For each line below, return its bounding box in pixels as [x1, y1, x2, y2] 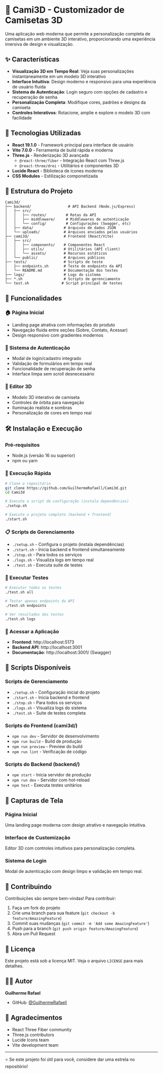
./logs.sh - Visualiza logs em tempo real [12, 557, 94, 563]
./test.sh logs [5, 616, 36, 622]
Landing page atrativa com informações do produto [12, 322, 115, 328]
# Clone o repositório [5, 481, 51, 486]
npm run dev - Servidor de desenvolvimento [12, 733, 99, 739]
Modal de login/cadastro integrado [12, 356, 81, 361]
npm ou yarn [12, 458, 38, 464]
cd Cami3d [5, 490, 25, 495]
